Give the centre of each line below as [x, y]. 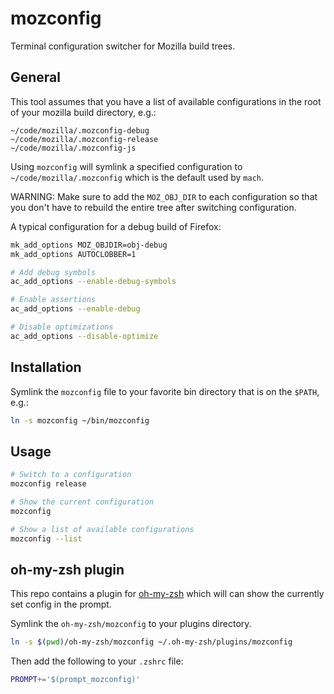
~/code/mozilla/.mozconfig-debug [80, 130]
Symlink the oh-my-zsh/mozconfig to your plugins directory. [131, 624]
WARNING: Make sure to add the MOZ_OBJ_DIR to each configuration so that [164, 196]
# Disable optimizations [62, 327]
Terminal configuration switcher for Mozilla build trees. [123, 46]
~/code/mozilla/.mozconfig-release [84, 139]
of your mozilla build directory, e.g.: [83, 112]
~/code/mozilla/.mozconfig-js [73, 148]
